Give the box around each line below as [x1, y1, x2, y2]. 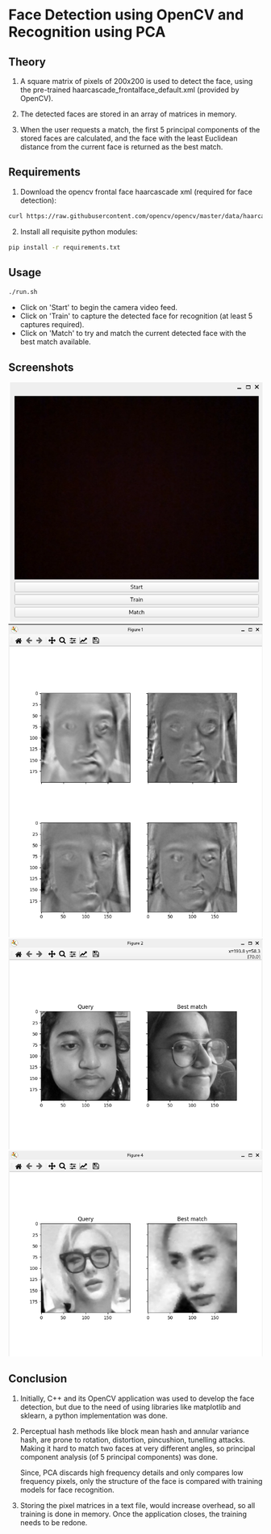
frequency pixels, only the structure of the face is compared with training [19, 1476, 263, 1486]
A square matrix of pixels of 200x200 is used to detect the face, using [19, 77, 253, 86]
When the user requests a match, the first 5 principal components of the [19, 125, 261, 134]
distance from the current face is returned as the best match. [19, 142, 223, 151]
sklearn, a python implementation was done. [19, 1410, 168, 1420]
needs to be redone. [19, 1517, 88, 1528]
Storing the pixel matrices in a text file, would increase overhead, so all [19, 1500, 256, 1510]
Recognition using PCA [8, 23, 166, 41]
